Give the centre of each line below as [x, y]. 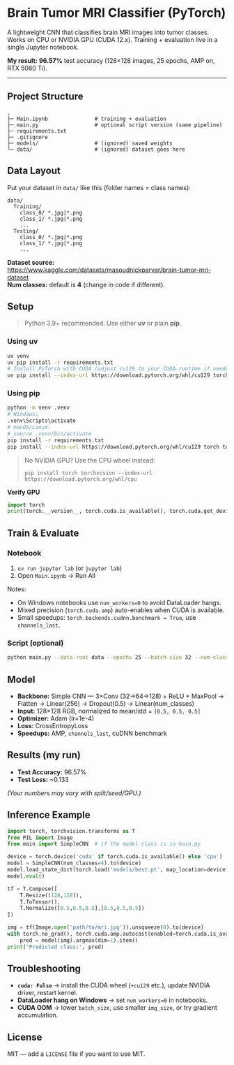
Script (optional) [36, 643]
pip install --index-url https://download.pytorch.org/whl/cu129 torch [113, 447]
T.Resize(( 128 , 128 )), [51, 895]
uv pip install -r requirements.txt [60, 362]
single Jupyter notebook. [43, 47]
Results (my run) [44, 755]
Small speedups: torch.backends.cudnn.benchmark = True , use [107, 618]
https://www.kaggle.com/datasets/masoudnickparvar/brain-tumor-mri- [109, 270]
